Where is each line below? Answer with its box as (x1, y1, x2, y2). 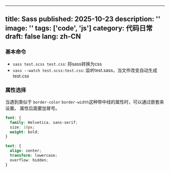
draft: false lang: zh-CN (5, 32, 81, 41)
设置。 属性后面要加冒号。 (5, 105, 60, 111)
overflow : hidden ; (10, 157, 49, 162)
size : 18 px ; (10, 124, 35, 130)
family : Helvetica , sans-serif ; (10, 120, 78, 125)
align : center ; (10, 148, 42, 153)
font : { (5, 115, 22, 120)
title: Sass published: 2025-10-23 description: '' (5, 15, 161, 23)
